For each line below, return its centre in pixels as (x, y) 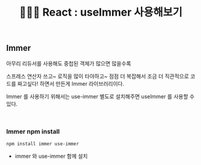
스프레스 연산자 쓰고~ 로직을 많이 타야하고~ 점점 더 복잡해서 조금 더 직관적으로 (97, 76)
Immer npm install (33, 131)
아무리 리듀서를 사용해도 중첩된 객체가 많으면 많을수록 (69, 63)
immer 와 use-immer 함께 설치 (51, 156)
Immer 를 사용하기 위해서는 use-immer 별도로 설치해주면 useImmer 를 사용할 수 (100, 96)
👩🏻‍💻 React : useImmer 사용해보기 (101, 12)
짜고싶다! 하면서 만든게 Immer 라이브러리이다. (71, 83)
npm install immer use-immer (43, 144)
